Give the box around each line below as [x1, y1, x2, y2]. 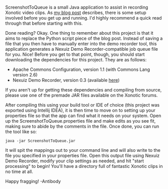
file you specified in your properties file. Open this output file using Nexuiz [5, 153, 160, 158]
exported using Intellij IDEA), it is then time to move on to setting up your [5, 108, 155, 113]
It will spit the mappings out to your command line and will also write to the [5, 147, 160, 153]
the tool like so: [5, 129, 37, 135]
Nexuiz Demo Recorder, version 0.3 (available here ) [12, 77, 120, 83]
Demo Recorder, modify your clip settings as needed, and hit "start [5, 158, 144, 164]
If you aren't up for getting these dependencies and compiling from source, [5, 87, 162, 92]
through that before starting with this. [5, 20, 83, 26]
